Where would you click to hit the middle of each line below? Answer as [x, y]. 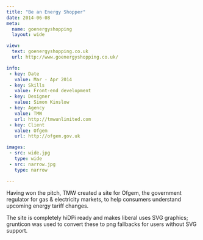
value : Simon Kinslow [42, 102]
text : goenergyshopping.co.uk [50, 52]
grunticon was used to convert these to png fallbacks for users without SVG [101, 224]
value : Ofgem [31, 131]
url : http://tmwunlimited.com [53, 119]
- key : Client [27, 125]
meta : [13, 23]
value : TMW [28, 114]
